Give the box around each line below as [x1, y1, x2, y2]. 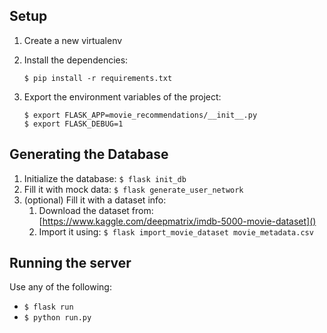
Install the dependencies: [23, 54, 129, 66]
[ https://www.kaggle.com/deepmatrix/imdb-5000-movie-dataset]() [38, 215, 317, 227]
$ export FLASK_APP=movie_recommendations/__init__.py [23, 110, 258, 120]
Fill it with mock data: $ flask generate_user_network [23, 183, 244, 195]
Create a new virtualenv [23, 34, 123, 46]
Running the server [9, 255, 132, 272]
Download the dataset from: [38, 204, 154, 216]
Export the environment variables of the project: [23, 90, 222, 103]
